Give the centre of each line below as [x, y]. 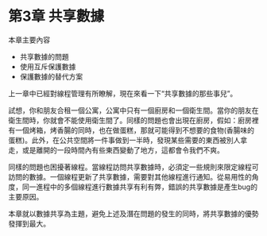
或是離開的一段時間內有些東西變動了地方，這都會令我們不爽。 [123, 150]
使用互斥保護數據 [48, 66]
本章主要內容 [29, 40]
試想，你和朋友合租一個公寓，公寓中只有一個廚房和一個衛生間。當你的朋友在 [133, 110]
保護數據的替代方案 [51, 76]
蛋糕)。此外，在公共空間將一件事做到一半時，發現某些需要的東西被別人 [124, 140]
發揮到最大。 [29, 223]
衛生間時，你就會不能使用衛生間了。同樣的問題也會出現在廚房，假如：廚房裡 [133, 120]
